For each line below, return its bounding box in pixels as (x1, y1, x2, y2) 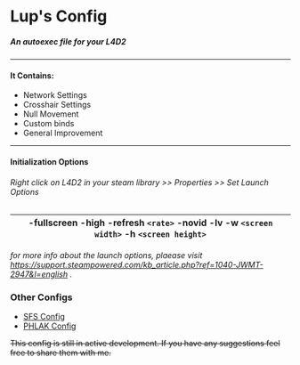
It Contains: (10, 69, 54, 81)
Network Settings (22, 90, 87, 101)
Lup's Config (10, 6, 108, 27)
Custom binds (22, 118, 75, 129)
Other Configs (10, 291, 73, 304)
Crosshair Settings (22, 100, 92, 110)
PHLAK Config (22, 320, 77, 331)
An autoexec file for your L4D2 (10, 36, 127, 46)
